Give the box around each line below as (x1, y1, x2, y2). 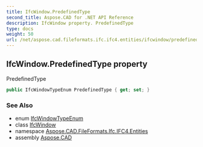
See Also (6, 101, 33, 109)
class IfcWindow (14, 121, 56, 128)
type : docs (6, 25, 34, 32)
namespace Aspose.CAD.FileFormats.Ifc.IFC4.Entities (14, 127, 148, 134)
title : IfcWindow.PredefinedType (6, 8, 91, 15)
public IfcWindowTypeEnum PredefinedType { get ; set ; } (6, 87, 150, 93)
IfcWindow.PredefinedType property (6, 59, 148, 69)
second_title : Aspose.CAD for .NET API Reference (6, 14, 134, 20)
